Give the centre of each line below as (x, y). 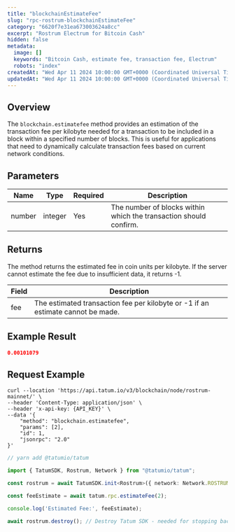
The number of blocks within (158, 207)
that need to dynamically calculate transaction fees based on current (106, 146)
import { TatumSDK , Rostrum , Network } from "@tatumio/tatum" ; (101, 471)
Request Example (46, 374)
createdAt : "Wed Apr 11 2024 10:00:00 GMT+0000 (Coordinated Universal (114, 72)
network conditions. (36, 154)
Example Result (42, 337)
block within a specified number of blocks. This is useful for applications (112, 139)
